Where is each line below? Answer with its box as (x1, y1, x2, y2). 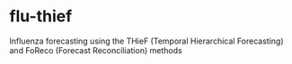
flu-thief (9, 6, 73, 27)
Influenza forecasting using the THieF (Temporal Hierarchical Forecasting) (9, 36, 285, 46)
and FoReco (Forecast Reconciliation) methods (9, 44, 182, 55)
